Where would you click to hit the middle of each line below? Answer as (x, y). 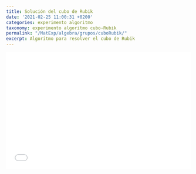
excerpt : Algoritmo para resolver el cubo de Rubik (70, 39)
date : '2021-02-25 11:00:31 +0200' (50, 17)
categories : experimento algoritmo (50, 22)
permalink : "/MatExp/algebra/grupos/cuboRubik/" (67, 33)
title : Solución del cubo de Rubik (50, 11)
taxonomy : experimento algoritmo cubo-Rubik (61, 28)
